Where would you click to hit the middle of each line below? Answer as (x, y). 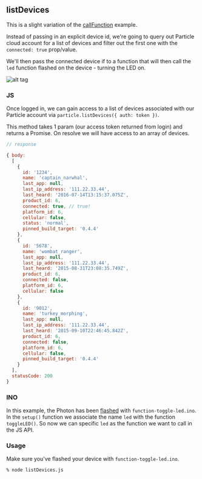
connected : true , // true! (56, 206)
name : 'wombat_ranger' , (52, 251)
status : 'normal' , (45, 223)
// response (21, 145)
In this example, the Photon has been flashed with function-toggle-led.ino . (101, 411)
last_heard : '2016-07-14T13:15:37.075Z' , (76, 195)
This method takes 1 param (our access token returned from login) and (95, 127)
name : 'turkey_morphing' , (55, 314)
